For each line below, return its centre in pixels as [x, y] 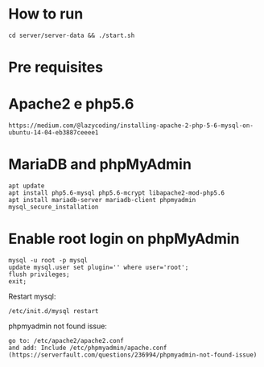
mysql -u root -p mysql [48, 260]
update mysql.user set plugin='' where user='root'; [99, 267]
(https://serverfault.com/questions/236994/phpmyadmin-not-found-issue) [133, 355]
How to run [46, 14]
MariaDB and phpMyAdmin [100, 165]
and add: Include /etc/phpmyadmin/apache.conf [88, 348]
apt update [27, 186]
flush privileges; [39, 274]
